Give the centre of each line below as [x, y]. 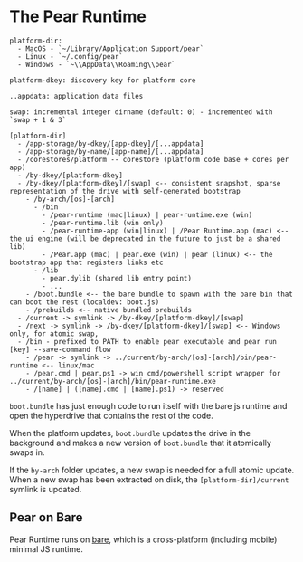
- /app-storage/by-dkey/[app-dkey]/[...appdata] [111, 143]
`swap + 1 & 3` [38, 119]
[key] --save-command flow [60, 349]
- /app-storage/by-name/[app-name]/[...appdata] [111, 151]
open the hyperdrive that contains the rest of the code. [112, 415]
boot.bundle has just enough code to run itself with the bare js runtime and [148, 405]
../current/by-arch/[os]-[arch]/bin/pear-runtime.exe [113, 381]
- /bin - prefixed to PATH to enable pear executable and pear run [147, 341]
